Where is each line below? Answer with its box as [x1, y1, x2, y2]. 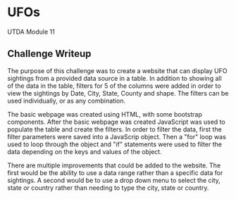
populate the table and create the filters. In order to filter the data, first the [7, 124, 222, 134]
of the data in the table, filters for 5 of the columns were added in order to [7, 82, 221, 90]
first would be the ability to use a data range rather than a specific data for [7, 168, 223, 176]
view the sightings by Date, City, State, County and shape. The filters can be [7, 89, 229, 97]
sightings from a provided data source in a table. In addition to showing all [7, 74, 222, 82]
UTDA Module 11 [7, 27, 55, 36]
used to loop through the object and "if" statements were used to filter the [7, 140, 222, 148]
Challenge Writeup [7, 48, 92, 60]
